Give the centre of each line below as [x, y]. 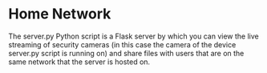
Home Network [60, 14]
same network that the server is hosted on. [79, 62]
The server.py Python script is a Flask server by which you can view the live [133, 36]
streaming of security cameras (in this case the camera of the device [122, 44]
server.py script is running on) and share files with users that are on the [126, 53]
